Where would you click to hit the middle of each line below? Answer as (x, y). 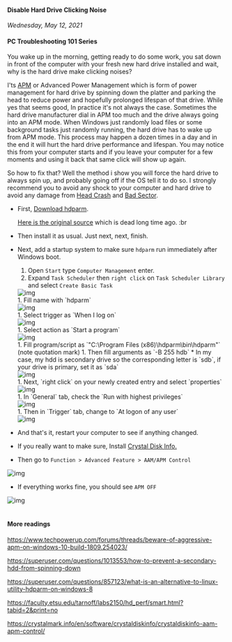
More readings (29, 524)
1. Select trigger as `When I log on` (67, 315)
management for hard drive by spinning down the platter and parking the (111, 93)
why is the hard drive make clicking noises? (70, 72)
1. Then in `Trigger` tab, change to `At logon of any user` (98, 412)
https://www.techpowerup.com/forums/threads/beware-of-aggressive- (110, 539)
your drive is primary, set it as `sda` (68, 367)
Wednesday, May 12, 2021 (45, 25)
